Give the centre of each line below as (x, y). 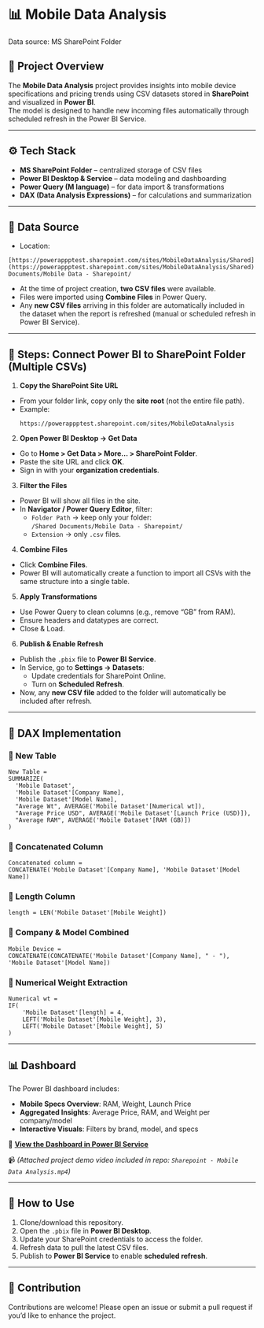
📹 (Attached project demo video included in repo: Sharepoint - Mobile (123, 1160)
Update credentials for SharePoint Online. (99, 676)
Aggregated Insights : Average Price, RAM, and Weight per (115, 1112)
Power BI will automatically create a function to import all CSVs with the (135, 573)
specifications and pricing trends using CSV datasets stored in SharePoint (128, 94)
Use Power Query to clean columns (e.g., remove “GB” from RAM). (127, 612)
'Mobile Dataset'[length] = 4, (73, 1013)
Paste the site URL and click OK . (72, 462)
